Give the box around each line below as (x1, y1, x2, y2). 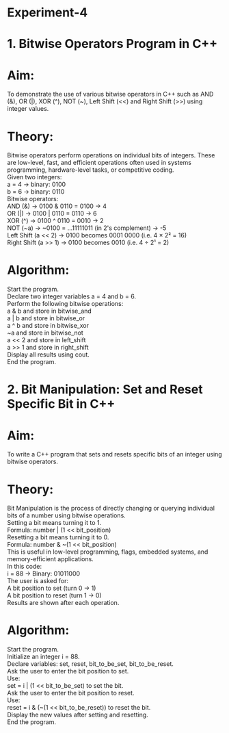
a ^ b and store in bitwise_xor (7, 322, 89, 330)
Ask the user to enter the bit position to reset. (7, 689, 135, 697)
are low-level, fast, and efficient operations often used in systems (7, 159, 191, 167)
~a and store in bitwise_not (7, 329, 83, 337)
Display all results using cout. (7, 350, 90, 359)
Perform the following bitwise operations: (7, 300, 124, 308)
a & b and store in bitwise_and (7, 307, 92, 316)
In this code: (7, 563, 42, 571)
